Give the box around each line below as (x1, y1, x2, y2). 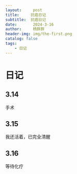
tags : (5, 41, 17, 46)
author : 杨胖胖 (5, 27, 45, 32)
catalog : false (5, 36, 38, 42)
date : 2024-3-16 (5, 22, 54, 27)
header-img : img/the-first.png (5, 31, 72, 36)
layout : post (5, 7, 43, 13)
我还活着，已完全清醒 (5, 134, 50, 140)
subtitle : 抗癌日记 (5, 17, 46, 22)
